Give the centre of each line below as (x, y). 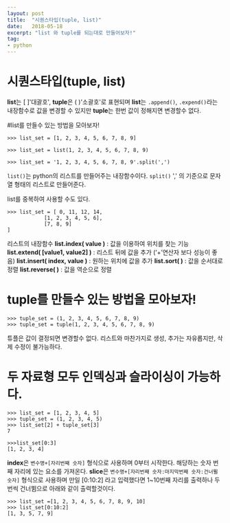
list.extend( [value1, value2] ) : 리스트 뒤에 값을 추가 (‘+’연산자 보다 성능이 (109, 252)
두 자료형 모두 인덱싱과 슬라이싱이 (96, 377)
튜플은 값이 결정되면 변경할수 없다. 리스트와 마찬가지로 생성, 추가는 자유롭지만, (112, 338)
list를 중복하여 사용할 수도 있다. (49, 199)
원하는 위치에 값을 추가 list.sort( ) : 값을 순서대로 (158, 260)
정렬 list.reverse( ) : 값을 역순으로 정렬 (59, 269)
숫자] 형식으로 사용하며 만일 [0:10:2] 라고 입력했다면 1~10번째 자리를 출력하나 (110, 480)
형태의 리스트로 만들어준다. (50, 184)
